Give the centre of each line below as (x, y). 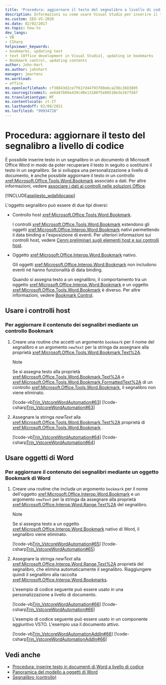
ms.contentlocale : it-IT (31, 102)
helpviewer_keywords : (27, 47)
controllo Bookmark (29, 331)
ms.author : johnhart (26, 70)
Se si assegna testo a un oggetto (46, 524)
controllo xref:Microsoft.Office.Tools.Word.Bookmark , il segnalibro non (84, 387)
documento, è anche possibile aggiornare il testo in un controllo (70, 175)
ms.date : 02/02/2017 (26, 24)
